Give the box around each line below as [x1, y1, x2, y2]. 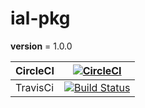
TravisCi [15, 80, 55, 94]
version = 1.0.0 [10, 40, 73, 52]
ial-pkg [10, 7, 71, 30]
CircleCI [15, 63, 55, 77]
